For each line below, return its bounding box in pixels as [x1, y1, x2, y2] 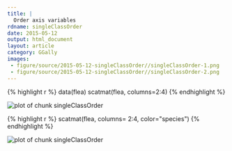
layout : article [7, 42, 54, 49]
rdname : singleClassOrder [7, 23, 82, 30]
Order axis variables [13, 17, 77, 24]
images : [7, 56, 30, 63]
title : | [7, 10, 33, 17]
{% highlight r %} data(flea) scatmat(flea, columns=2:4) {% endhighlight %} [7, 88, 226, 96]
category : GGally [7, 49, 58, 56]
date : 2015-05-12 [7, 29, 58, 37]
